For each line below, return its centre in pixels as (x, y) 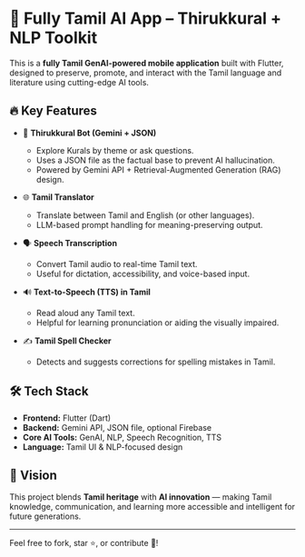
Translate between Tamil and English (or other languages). (145, 215)
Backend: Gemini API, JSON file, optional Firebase (117, 427)
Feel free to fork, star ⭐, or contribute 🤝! (84, 543)
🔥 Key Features (54, 111)
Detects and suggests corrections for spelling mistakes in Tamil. (156, 362)
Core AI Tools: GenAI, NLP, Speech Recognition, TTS (122, 437)
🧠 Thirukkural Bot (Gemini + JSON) (89, 133)
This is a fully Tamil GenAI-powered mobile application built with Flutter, (147, 63)
